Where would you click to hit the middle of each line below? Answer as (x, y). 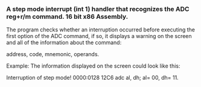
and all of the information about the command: (64, 43)
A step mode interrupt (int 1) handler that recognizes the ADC (98, 9)
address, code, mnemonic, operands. (53, 54)
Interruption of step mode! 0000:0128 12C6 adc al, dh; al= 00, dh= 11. (93, 78)
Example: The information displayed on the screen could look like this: (93, 66)
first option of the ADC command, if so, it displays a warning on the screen (99, 36)
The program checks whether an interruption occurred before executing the (101, 30)
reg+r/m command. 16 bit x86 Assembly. (67, 16)
